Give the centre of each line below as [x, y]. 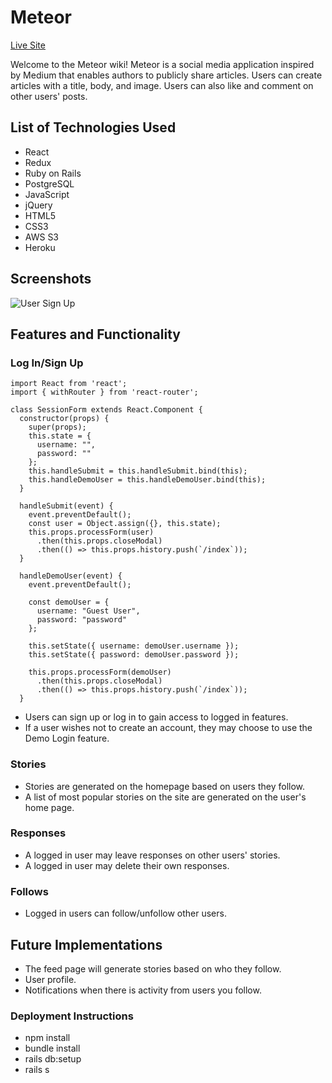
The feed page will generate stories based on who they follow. [153, 968]
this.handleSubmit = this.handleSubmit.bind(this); [138, 471]
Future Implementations [86, 944]
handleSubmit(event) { [66, 506]
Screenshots [51, 279]
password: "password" [82, 620]
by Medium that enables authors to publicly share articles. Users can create [166, 75]
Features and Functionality [95, 334]
